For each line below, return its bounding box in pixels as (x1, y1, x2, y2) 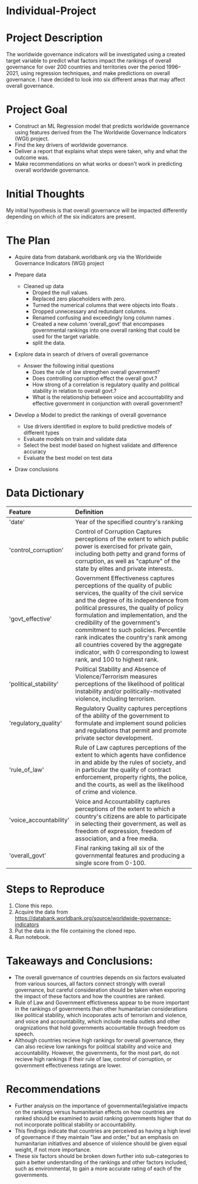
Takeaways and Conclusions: (6, 954, 153, 967)
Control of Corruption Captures (75, 527, 161, 535)
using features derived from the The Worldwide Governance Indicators (14, 129, 187, 136)
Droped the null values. (32, 289, 89, 296)
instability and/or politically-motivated (75, 687, 181, 695)
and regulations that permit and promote (75, 726, 187, 734)
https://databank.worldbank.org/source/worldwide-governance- (14, 914, 171, 921)
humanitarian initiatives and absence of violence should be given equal (14, 1140, 187, 1147)
